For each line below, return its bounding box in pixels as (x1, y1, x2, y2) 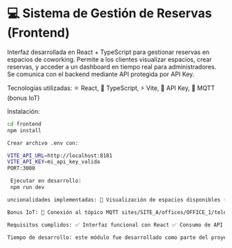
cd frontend (7, 121, 41, 127)
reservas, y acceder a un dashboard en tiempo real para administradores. (7, 62, 217, 71)
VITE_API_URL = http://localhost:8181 (7, 152, 113, 159)
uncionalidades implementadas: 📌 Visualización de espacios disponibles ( (7, 196, 227, 203)
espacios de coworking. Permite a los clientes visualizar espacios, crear (7, 55, 212, 63)
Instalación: (7, 107, 40, 115)
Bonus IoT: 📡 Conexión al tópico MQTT (7, 209, 119, 215)
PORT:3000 (7, 165, 36, 172)
